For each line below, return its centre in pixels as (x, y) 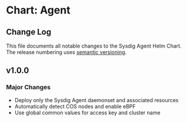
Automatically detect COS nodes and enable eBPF (75, 106)
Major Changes (28, 87)
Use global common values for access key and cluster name (87, 113)
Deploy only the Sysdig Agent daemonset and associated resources (96, 100)
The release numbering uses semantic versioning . (67, 52)
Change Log (29, 32)
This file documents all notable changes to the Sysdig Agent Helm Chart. (94, 46)
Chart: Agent (38, 10)
